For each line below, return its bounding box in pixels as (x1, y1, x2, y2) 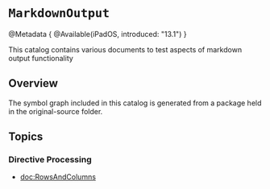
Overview (8, 76, 59, 90)
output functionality (8, 53, 74, 63)
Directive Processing (8, 154, 92, 166)
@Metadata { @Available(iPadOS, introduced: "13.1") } (8, 29, 187, 39)
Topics (8, 130, 44, 144)
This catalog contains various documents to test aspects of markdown (8, 44, 243, 54)
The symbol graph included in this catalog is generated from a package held (8, 98, 262, 108)
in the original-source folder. (8, 106, 103, 116)
